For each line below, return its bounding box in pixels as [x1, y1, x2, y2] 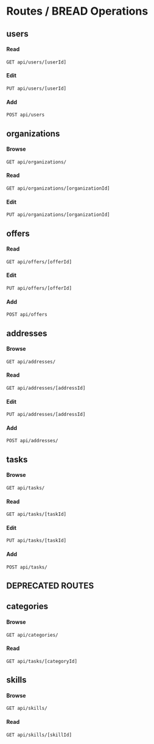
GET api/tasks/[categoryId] [6, 658, 78, 664]
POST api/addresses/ [6, 438, 59, 444]
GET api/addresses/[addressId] [6, 385, 86, 391]
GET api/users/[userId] [6, 59, 67, 65]
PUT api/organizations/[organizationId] [6, 212, 111, 218]
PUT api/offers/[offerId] [6, 285, 72, 291]
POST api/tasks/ [6, 564, 47, 570]
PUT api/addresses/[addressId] [6, 412, 86, 418]
